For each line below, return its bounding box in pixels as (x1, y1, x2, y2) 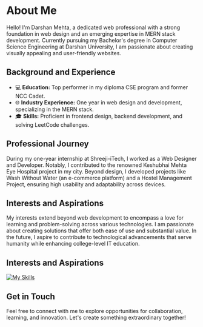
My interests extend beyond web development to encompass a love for (6, 214, 184, 221)
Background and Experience (6, 67, 116, 78)
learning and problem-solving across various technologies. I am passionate (6, 221, 195, 228)
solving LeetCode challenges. (15, 121, 90, 128)
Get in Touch (6, 291, 56, 302)
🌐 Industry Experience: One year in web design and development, (15, 98, 182, 106)
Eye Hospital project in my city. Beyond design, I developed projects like (6, 167, 186, 175)
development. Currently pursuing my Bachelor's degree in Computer (6, 36, 178, 44)
